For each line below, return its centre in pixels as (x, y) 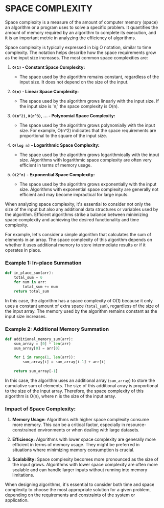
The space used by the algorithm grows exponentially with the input (88, 184)
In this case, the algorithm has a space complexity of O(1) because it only (79, 300)
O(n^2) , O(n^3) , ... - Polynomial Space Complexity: (64, 115)
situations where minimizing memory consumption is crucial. (73, 450)
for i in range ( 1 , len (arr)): (45, 357)
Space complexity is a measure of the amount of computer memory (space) (82, 22)
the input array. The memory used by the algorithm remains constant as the (81, 311)
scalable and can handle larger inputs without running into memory (80, 470)
